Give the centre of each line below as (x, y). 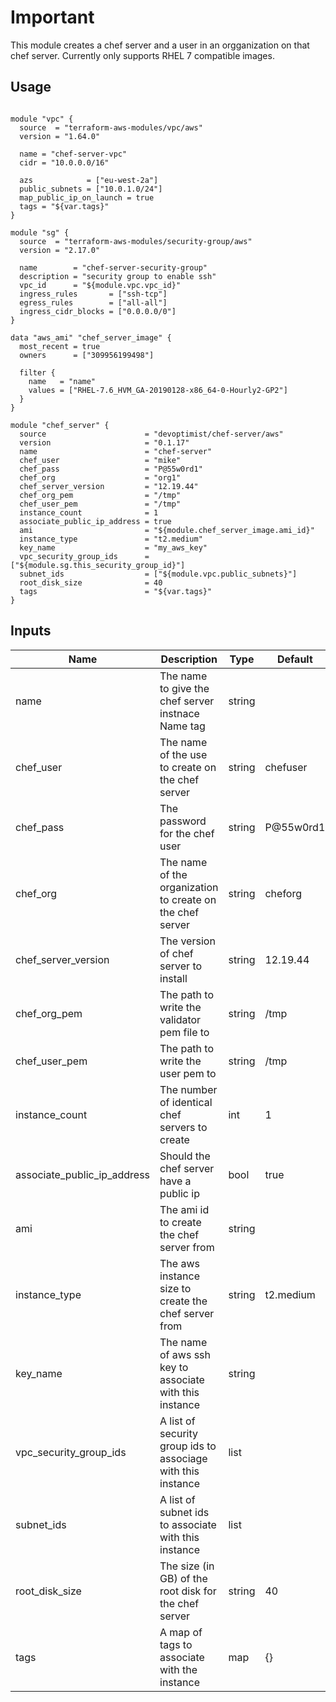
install (173, 978)
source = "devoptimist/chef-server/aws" (151, 434)
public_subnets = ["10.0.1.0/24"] (91, 189)
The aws (179, 1263)
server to (181, 966)
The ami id (184, 1209)
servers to (183, 1127)
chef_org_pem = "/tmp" (100, 495)
